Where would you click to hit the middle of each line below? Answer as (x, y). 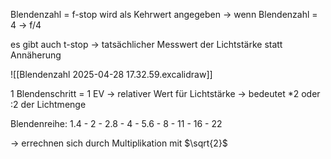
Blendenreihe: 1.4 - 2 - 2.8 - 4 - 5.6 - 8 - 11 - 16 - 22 (116, 123)
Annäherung (36, 55)
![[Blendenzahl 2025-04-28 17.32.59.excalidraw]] (111, 74)
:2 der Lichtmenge (48, 104)
